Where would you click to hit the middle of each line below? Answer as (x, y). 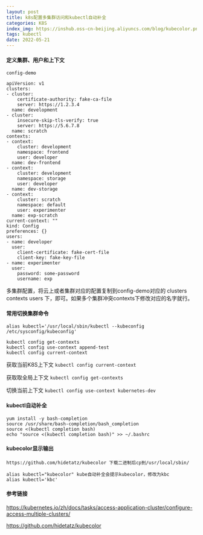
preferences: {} (27, 232)
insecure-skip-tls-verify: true (58, 121)
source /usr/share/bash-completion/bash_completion (72, 424)
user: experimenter (42, 211)
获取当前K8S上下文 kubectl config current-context (71, 365)
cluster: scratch (39, 200)
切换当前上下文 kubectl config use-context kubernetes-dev (81, 390)
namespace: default (42, 205)
